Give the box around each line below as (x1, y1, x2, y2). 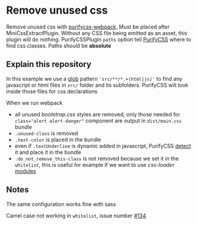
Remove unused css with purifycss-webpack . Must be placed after (6, 23, 170, 30)
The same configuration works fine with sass (6, 200, 116, 208)
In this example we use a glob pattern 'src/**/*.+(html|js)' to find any (6, 75, 183, 82)
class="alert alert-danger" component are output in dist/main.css (14, 117, 182, 124)
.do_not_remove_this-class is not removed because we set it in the (14, 155, 179, 162)
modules (14, 167, 37, 175)
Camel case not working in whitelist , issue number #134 (6, 212, 147, 219)
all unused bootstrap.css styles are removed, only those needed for (14, 110, 180, 118)
